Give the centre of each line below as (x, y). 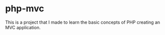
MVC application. (23, 27)
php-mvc (25, 9)
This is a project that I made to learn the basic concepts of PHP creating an (83, 22)
